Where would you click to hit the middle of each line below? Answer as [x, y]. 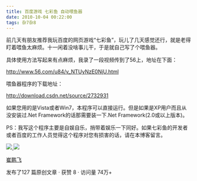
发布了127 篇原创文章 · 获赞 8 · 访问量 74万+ [59, 172]
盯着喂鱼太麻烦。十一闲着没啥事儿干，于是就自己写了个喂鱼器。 [83, 47]
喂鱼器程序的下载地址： [34, 84]
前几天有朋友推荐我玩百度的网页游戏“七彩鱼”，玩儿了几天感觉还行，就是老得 [98, 40]
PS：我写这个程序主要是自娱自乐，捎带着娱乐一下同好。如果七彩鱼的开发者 [97, 128]
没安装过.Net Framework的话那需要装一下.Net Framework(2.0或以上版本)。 [97, 115]
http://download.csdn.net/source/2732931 [57, 96]
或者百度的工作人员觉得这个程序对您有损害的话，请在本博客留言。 [86, 135]
